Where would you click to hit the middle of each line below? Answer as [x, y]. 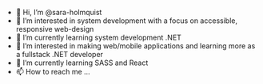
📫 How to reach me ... [53, 72]
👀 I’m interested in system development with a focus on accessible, [127, 21]
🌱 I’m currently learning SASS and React [82, 63]
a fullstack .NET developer [60, 54]
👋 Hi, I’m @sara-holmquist [59, 12]
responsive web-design [55, 29]
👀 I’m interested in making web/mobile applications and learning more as [135, 46]
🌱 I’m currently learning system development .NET [99, 37]
